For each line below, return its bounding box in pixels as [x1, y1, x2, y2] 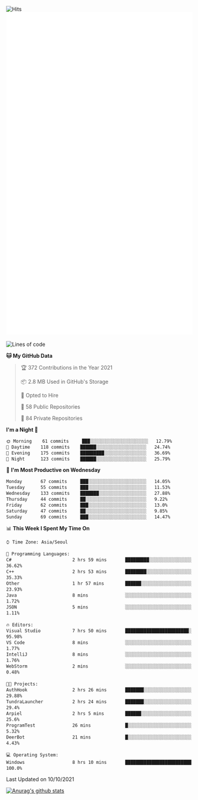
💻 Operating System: [6, 752, 59, 758]
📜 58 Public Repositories [20, 403, 81, 410]
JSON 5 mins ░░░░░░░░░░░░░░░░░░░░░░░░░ [6, 604, 192, 610]
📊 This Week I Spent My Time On [6, 525, 90, 532]
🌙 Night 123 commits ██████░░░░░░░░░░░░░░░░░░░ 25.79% [6, 456, 170, 462]
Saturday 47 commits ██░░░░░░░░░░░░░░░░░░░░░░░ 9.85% [6, 508, 168, 514]
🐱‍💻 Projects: [6, 681, 38, 687]
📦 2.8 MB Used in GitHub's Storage [20, 378, 109, 386]
